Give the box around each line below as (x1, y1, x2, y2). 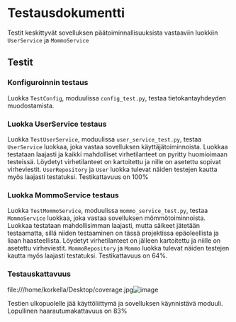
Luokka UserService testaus (7, 119, 107, 129)
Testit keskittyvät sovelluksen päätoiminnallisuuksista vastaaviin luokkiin (7, 28, 218, 37)
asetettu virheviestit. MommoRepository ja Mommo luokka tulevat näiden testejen (7, 244, 230, 253)
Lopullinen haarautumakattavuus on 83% (7, 306, 128, 315)
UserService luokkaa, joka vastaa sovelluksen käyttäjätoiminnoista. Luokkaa (7, 142, 228, 151)
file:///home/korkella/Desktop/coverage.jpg (7, 285, 134, 294)
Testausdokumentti (7, 5, 125, 21)
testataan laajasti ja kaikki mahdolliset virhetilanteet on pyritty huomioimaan (7, 150, 228, 159)
